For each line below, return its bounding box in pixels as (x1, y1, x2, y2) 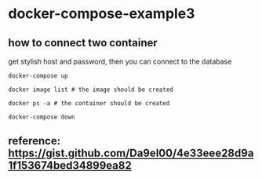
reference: (8, 134, 61, 148)
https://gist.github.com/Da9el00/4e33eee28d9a (8, 147, 254, 160)
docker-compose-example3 (8, 5, 195, 23)
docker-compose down (8, 113, 76, 121)
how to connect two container (8, 36, 158, 49)
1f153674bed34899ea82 (8, 159, 132, 173)
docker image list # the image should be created (8, 86, 174, 93)
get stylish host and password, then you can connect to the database (8, 57, 232, 66)
